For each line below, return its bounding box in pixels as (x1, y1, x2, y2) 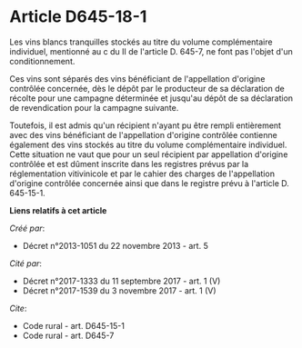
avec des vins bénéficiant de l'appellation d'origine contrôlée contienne (9, 129, 277, 140)
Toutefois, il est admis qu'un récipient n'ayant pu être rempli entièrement (9, 120, 282, 131)
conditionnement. (9, 55, 75, 66)
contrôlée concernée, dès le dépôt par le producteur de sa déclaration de (9, 83, 285, 94)
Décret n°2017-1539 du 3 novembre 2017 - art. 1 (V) (22, 284, 216, 296)
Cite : (9, 303, 27, 313)
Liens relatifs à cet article (9, 204, 107, 215)
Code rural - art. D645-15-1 (22, 320, 126, 331)
